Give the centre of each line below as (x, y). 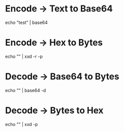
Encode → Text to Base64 (59, 9)
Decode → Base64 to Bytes (62, 76)
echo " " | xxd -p (22, 124)
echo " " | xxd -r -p (24, 56)
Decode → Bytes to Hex (54, 111)
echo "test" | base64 (27, 22)
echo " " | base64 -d (26, 90)
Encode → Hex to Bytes (54, 43)
